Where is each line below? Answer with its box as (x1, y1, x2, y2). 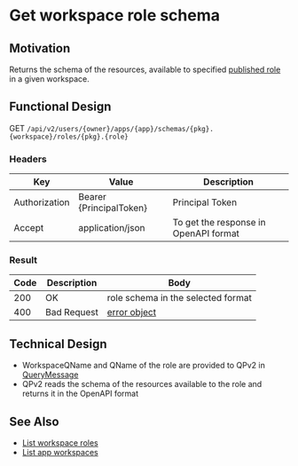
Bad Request (45, 306, 99, 319)
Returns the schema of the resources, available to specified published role (9, 64, 281, 75)
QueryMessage (21, 369, 79, 380)
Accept (13, 222, 44, 234)
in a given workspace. (9, 74, 90, 84)
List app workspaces (21, 447, 99, 458)
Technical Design (9, 336, 107, 351)
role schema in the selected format (106, 292, 253, 304)
